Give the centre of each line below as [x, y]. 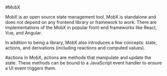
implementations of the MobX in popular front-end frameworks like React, [81, 27]
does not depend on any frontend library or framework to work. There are [81, 22]
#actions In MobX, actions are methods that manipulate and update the [78, 57]
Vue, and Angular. [24, 33]
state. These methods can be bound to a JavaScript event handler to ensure [83, 63]
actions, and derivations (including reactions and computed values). [75, 48]
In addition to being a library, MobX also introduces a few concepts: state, [81, 42]
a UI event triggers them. [31, 68]
